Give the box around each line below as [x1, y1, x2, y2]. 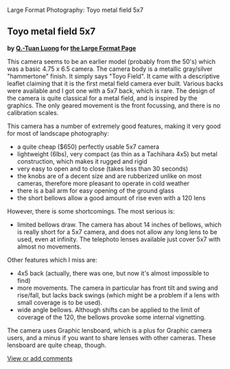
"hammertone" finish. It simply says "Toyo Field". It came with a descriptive [7, 72, 220, 80]
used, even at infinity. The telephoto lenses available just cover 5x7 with [16, 235, 221, 243]
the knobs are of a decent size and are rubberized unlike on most [16, 171, 202, 180]
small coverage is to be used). [16, 298, 103, 306]
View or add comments [7, 354, 73, 362]
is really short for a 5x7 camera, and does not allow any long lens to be [16, 227, 218, 236]
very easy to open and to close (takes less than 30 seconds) [16, 165, 189, 173]
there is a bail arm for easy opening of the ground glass [16, 186, 174, 195]
